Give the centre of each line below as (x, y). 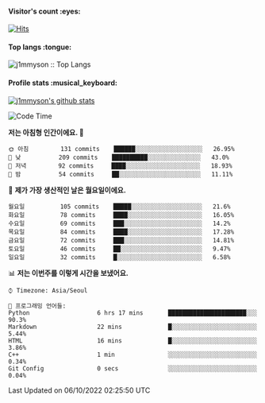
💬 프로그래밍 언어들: (37, 306)
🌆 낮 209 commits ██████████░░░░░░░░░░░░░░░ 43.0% (119, 157)
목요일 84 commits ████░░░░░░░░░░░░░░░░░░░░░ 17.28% (121, 232)
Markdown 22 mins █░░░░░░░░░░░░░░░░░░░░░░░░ (133, 327)
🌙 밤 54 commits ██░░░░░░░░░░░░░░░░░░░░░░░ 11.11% (121, 174)
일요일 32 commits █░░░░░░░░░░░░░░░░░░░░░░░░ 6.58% (120, 257)
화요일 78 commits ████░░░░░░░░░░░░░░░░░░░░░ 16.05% (121, 215)
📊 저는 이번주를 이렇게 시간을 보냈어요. (69, 273)
